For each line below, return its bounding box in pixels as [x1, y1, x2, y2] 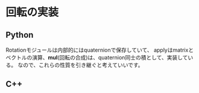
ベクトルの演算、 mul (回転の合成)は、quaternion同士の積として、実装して [5, 54, 188, 61]
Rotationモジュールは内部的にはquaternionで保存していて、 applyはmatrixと [5, 46, 194, 53]
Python [5, 29, 34, 40]
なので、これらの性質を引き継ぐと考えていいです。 [17, 61, 144, 68]
